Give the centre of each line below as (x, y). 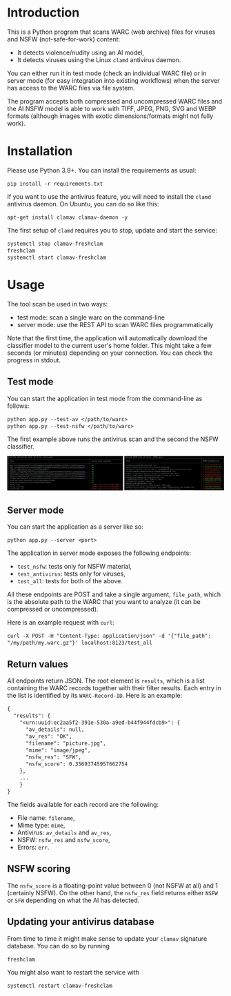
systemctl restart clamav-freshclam (60, 986)
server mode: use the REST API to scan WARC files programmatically (115, 324)
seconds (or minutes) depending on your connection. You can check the (110, 353)
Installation (40, 152)
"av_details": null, (55, 730)
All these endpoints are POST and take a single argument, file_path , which (114, 594)
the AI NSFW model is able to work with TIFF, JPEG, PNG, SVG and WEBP (112, 108)
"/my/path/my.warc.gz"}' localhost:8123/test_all (80, 643)
